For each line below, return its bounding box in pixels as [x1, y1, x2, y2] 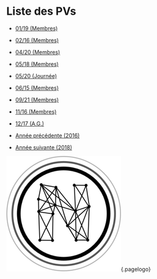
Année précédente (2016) [15, 132, 80, 139]
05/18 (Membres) [15, 60, 59, 68]
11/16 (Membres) [15, 108, 57, 115]
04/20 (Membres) [15, 48, 60, 56]
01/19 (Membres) [15, 25, 58, 32]
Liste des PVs [6, 4, 76, 18]
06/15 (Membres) [15, 84, 59, 92]
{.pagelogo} [121, 265, 151, 273]
